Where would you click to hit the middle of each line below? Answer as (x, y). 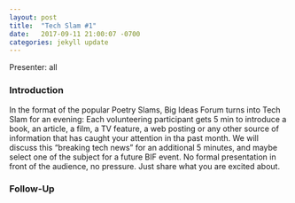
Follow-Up (32, 189)
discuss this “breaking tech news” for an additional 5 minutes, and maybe (143, 147)
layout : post (33, 17)
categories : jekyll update (59, 42)
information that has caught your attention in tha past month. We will (134, 137)
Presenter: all (33, 67)
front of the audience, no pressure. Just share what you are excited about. (145, 166)
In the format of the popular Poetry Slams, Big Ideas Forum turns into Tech (145, 109)
